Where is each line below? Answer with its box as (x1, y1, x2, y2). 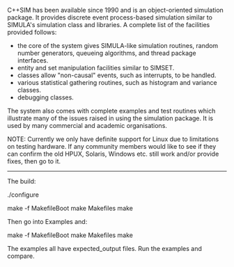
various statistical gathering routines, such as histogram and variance (17, 79, 217, 86)
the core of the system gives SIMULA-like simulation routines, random (17, 42, 219, 49)
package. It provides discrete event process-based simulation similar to (7, 13, 212, 22)
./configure (7, 191, 40, 199)
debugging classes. (17, 93, 75, 102)
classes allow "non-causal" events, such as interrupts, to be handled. (17, 71, 217, 79)
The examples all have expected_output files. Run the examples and (7, 245, 202, 252)
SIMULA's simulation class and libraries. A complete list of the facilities (7, 21, 210, 29)
